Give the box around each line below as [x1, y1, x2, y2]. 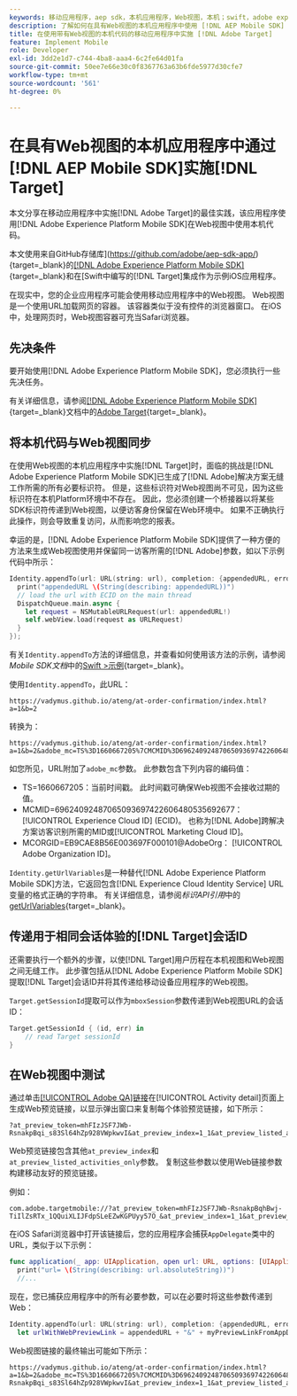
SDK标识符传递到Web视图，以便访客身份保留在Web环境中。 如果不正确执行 [9, 504, 286, 515]
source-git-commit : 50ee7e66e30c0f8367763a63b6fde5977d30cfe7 [9, 63, 243, 72]
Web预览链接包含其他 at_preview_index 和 [9, 1145, 159, 1157]
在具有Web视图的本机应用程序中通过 [9, 136, 276, 156]
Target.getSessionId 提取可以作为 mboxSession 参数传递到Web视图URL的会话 [9, 994, 284, 1006]
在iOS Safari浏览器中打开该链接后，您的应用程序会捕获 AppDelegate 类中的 [9, 1228, 276, 1239]
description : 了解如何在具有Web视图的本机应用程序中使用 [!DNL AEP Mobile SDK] [9, 21, 285, 30]
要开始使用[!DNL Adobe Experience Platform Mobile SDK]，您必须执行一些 [9, 365, 281, 377]
